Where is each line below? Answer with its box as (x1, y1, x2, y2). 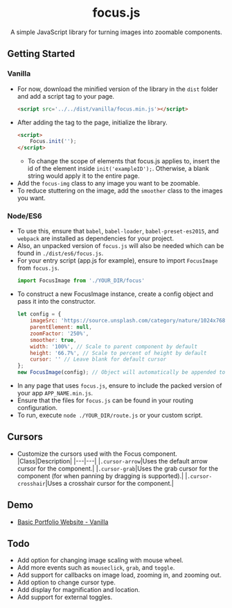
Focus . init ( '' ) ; (30, 138, 77, 145)
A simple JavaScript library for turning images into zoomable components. (10, 28, 223, 36)
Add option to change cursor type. (17, 578, 116, 586)
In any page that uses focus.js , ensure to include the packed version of (17, 381, 222, 390)
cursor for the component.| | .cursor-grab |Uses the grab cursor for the (17, 464, 218, 473)
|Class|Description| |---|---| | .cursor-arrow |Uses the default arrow (17, 457, 208, 465)
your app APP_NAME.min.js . (17, 389, 93, 397)
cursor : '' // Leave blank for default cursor (30, 356, 167, 363)
